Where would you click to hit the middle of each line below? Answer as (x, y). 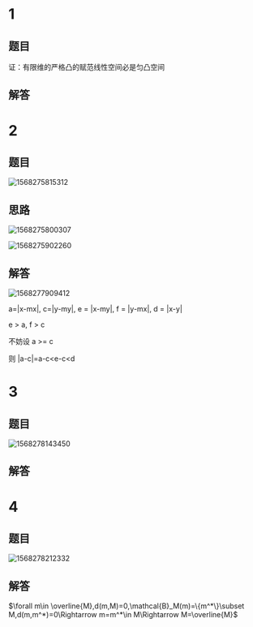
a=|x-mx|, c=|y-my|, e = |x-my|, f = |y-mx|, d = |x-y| (95, 309)
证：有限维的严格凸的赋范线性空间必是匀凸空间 (86, 67)
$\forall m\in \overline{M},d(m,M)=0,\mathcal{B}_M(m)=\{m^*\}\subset (126, 606)
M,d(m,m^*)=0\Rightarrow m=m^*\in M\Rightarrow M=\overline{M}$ (123, 615)
